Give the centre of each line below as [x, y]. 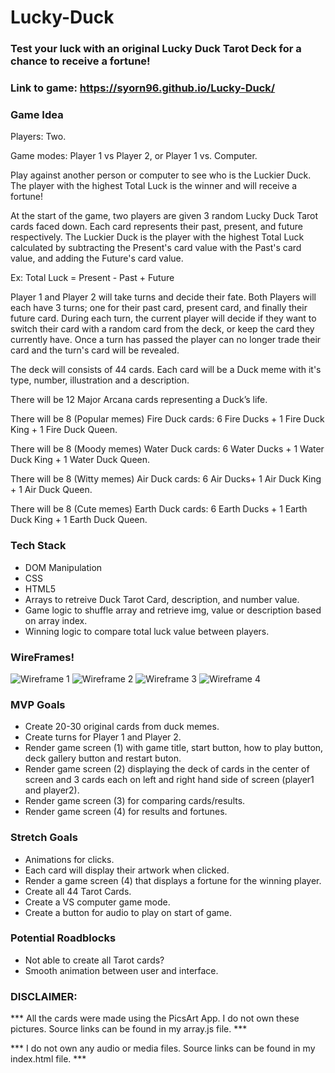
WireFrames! [42, 657]
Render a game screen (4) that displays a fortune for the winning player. [173, 880]
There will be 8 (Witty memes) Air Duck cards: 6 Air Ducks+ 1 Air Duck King [166, 479]
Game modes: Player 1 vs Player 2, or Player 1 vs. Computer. [134, 156]
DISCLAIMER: [44, 996]
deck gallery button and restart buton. [103, 758]
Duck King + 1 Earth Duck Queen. [79, 520]
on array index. [56, 620]
